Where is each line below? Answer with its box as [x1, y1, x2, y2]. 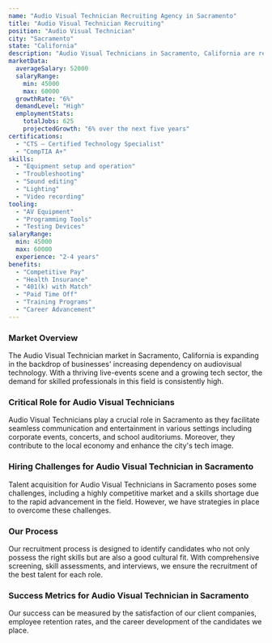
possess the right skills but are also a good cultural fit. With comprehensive [8, 552, 260, 562]
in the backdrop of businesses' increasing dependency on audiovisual [8, 360, 242, 369]
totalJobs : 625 [23, 117, 74, 126]
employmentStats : [15, 110, 74, 118]
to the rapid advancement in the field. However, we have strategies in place [8, 496, 260, 506]
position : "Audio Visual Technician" [8, 27, 136, 35]
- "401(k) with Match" [15, 283, 92, 292]
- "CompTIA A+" [15, 147, 67, 155]
